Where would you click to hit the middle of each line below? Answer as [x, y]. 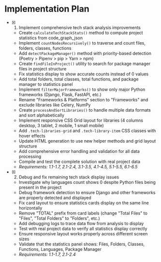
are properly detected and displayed [55, 197]
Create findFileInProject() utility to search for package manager [85, 64]
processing [30, 156]
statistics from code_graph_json [51, 38]
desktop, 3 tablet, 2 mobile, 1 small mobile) [61, 125]
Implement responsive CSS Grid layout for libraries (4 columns [81, 120]
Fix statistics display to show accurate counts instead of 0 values [83, 74]
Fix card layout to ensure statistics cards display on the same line [84, 203]
